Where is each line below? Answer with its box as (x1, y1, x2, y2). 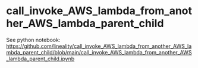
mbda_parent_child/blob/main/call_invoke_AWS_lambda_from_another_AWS (6, 48, 192, 56)
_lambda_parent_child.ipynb (6, 55, 75, 62)
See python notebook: (6, 36, 61, 43)
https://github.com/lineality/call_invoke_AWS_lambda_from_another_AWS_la (6, 43, 192, 50)
